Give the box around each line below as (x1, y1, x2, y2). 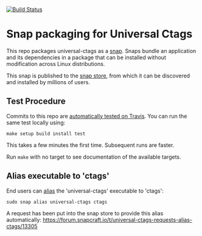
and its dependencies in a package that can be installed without (6, 54, 166, 61)
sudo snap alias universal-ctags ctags (6, 199, 108, 205)
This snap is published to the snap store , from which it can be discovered (6, 72, 190, 79)
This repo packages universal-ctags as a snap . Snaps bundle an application (6, 47, 197, 54)
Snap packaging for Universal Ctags (6, 27, 193, 41)
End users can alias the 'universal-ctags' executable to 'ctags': (6, 187, 164, 195)
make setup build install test (6, 131, 86, 137)
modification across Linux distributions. (6, 60, 105, 67)
